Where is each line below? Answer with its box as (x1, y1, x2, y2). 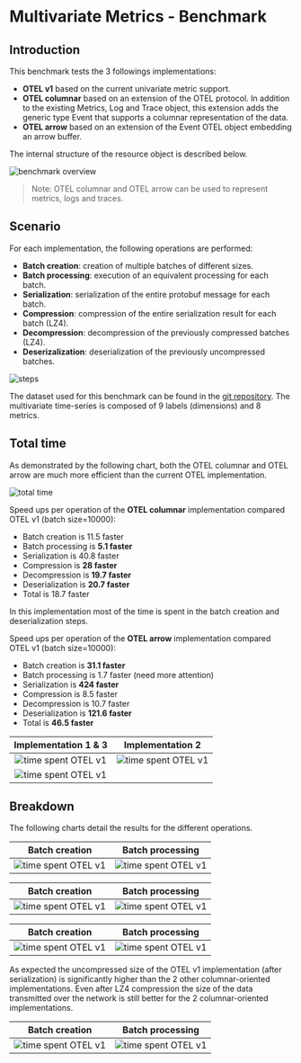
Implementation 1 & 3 (13, 738, 108, 751)
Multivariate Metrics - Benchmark (9, 6, 267, 27)
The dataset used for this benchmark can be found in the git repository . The (9, 390, 290, 401)
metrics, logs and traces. (31, 193, 124, 203)
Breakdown (9, 799, 75, 815)
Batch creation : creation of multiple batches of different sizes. (22, 260, 254, 271)
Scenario (9, 219, 61, 235)
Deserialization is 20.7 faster (22, 578, 130, 590)
